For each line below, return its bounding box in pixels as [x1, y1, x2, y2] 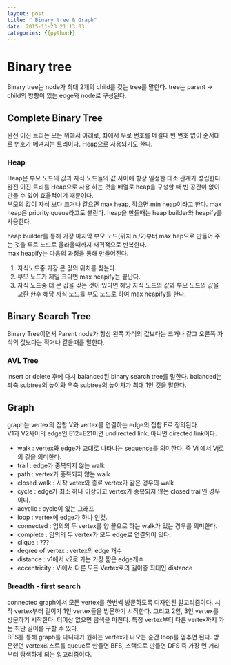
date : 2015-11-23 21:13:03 [7, 23, 85, 30]
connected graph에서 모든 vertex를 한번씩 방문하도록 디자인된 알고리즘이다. [7, 598, 214, 606]
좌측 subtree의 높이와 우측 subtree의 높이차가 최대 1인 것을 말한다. [7, 381, 188, 389]
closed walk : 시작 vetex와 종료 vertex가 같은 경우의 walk [17, 478, 174, 487]
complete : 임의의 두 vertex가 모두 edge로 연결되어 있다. [17, 530, 171, 539]
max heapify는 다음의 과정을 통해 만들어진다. [7, 250, 129, 258]
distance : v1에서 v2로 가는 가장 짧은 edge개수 [17, 555, 144, 563]
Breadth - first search [7, 581, 81, 591]
